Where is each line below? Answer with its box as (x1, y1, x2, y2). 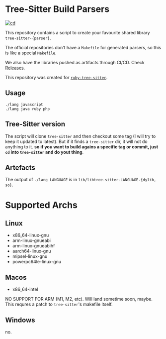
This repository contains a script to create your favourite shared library (5, 29, 150, 35)
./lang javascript (5, 102, 43, 107)
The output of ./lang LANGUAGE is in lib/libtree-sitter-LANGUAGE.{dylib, (5, 177, 157, 183)
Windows (5, 316, 35, 324)
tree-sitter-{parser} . (5, 35, 51, 41)
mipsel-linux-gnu (12, 253, 48, 259)
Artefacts (5, 163, 36, 172)
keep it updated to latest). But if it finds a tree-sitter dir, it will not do (5, 138, 148, 144)
